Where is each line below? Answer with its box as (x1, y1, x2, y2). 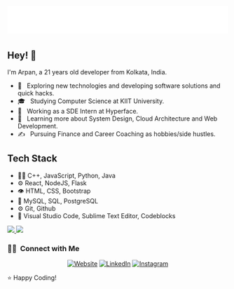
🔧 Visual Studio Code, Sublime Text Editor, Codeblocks (17, 211, 176, 220)
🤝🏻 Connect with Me (7, 243, 80, 253)
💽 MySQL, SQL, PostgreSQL (17, 196, 99, 205)
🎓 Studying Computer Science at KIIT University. (17, 97, 165, 105)
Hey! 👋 (7, 49, 37, 61)
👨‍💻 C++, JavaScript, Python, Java (17, 171, 116, 180)
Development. (17, 122, 58, 130)
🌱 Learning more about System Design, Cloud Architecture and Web (17, 114, 218, 123)
